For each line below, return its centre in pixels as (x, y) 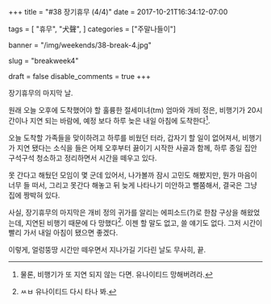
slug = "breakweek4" (44, 60)
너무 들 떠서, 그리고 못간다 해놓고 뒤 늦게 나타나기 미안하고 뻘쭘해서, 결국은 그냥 (133, 185)
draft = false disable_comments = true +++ (79, 76)
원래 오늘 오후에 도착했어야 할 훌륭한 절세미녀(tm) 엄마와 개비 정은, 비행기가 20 (132, 110)
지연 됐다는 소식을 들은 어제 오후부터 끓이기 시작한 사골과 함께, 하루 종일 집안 (137, 148)
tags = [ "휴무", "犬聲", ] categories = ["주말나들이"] (92, 29)
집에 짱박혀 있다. (34, 195)
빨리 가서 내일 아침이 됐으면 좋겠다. (63, 233)
